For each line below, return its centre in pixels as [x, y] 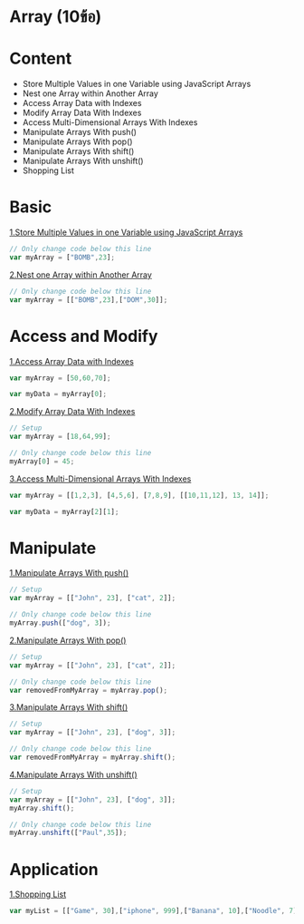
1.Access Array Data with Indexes [71, 361]
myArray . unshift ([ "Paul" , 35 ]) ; [68, 833]
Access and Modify [84, 336]
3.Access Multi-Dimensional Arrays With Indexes [100, 479]
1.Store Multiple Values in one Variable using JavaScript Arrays [126, 232]
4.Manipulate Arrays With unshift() [73, 774]
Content [41, 58]
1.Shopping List [38, 894]
